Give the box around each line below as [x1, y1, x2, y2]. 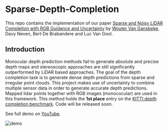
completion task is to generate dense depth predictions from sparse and [5, 74, 154, 80]
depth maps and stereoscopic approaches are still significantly [5, 63, 135, 69]
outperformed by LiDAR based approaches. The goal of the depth [5, 69, 141, 75]
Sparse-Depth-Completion [5, 3, 119, 15]
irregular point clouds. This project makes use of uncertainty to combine [5, 79, 154, 85]
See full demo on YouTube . [5, 110, 61, 116]
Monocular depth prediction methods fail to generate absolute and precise [5, 58, 159, 64]
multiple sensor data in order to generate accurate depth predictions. [5, 85, 148, 91]
